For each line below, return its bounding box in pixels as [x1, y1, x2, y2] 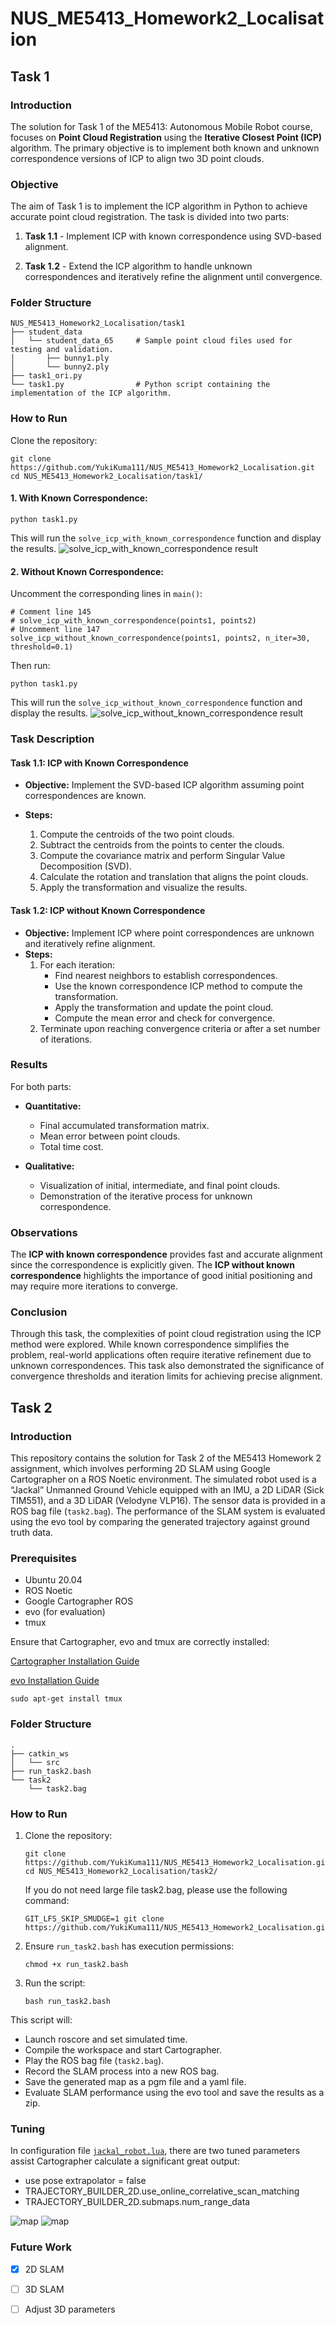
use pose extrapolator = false [24, 2175, 147, 2187]
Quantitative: [24, 1100, 82, 1112]
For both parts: [10, 1080, 72, 1092]
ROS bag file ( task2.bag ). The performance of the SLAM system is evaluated [10, 1505, 326, 1517]
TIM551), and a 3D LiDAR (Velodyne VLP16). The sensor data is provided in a [10, 1495, 326, 1507]
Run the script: [24, 1977, 86, 1989]
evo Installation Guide [10, 1675, 100, 1687]
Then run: [10, 660, 51, 672]
